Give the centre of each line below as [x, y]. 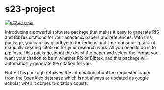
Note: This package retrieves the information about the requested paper [78, 72]
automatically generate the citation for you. [49, 63]
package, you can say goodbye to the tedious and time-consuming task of [80, 42]
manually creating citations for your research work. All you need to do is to [81, 47]
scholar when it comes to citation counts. [47, 83]
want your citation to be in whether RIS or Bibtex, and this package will [77, 58]
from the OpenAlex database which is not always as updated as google [77, 78]
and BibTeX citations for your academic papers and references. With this [79, 37]
